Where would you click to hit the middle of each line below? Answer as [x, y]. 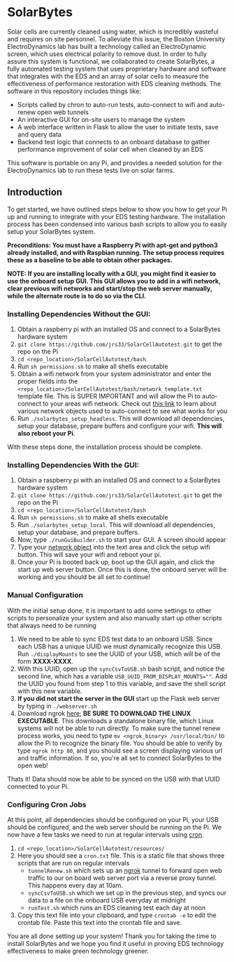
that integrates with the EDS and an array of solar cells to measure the [108, 76]
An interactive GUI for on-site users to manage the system [101, 119]
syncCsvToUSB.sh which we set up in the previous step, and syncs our [127, 893]
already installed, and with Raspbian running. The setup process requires [116, 252]
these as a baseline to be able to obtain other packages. [90, 260]
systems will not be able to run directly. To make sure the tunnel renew [119, 728]
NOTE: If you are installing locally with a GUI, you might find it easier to [112, 273]
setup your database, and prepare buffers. [78, 532]
